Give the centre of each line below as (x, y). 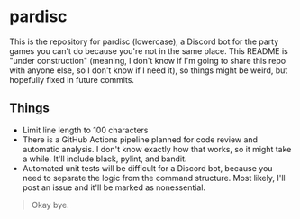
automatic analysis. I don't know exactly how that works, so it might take (157, 149)
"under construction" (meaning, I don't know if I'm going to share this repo (148, 60)
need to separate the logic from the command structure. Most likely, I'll (154, 178)
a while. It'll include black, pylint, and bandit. (105, 159)
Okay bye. (50, 205)
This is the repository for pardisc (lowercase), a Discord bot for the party (144, 41)
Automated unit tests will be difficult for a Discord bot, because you (147, 168)
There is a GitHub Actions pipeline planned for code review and (140, 139)
